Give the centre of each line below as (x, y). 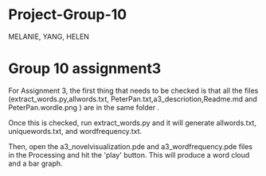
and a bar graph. (35, 163)
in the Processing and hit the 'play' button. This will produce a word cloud (129, 155)
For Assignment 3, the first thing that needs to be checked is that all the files (133, 90)
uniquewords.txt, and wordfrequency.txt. (75, 131)
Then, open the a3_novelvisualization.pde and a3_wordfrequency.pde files (131, 146)
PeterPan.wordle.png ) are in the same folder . (84, 107)
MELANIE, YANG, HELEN (49, 36)
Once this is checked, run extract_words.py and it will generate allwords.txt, (133, 122)
